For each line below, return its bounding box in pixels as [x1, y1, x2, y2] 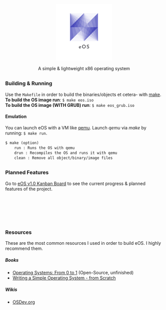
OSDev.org [12, 299, 35, 305]
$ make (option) [5, 140, 39, 145]
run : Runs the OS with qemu [14, 145, 75, 150]
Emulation [5, 113, 27, 119]
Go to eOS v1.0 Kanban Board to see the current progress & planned [5, 180, 146, 187]
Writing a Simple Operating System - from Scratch [12, 275, 116, 281]
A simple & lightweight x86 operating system [38, 66, 130, 71]
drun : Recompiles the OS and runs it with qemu [14, 150, 117, 156]
